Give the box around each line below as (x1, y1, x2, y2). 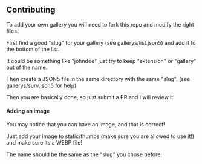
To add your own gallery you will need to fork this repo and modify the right (6, 21, 195, 28)
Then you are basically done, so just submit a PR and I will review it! (6, 93, 175, 100)
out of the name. (6, 64, 48, 71)
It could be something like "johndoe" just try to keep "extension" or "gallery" (6, 57, 197, 64)
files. (6, 27, 19, 34)
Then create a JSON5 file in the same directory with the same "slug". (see (6, 75, 191, 82)
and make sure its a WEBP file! (6, 139, 83, 146)
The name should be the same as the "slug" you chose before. (6, 151, 162, 158)
